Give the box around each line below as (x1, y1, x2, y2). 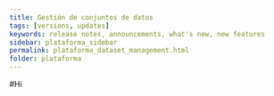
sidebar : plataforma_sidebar (9, 37, 118, 47)
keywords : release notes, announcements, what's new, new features (9, 29, 266, 38)
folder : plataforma (9, 54, 82, 63)
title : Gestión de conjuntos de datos (9, 12, 154, 22)
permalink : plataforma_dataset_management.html (9, 46, 190, 55)
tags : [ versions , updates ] (9, 21, 110, 30)
